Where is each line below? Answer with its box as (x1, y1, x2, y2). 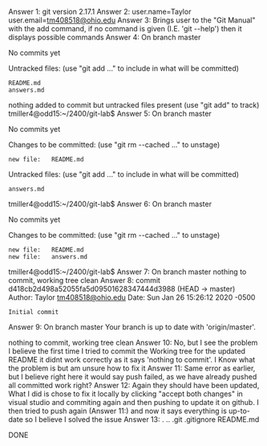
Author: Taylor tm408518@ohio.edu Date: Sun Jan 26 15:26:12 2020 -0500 (8, 293, 256, 302)
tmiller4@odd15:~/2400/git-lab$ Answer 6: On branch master (8, 199, 212, 208)
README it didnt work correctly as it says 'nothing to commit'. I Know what (8, 355, 256, 364)
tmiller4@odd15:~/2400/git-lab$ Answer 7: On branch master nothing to (8, 267, 247, 276)
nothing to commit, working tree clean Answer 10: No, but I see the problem (8, 338, 258, 347)
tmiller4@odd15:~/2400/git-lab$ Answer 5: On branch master (8, 108, 212, 118)
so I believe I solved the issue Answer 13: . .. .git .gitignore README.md (24, 415, 260, 424)
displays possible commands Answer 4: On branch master (8, 32, 201, 42)
